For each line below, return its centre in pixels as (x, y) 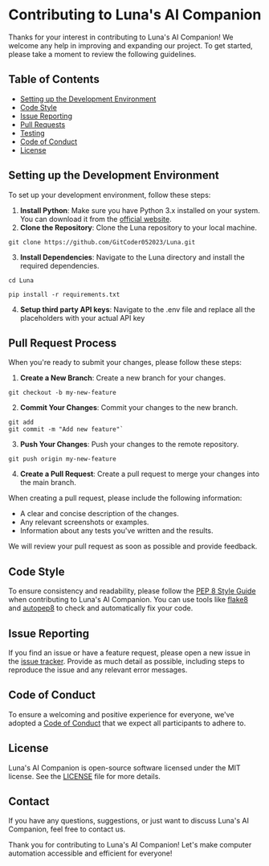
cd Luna (21, 280)
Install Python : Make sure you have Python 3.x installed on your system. (140, 210)
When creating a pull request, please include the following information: (125, 498)
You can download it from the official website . (96, 219)
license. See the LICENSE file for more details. (84, 776)
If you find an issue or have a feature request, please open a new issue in (129, 653)
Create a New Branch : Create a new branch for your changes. (123, 378)
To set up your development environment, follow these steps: (110, 195)
